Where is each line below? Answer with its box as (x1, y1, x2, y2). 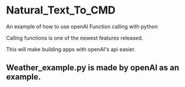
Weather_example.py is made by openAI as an (6, 63, 180, 73)
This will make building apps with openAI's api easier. (6, 45, 136, 53)
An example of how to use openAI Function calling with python (6, 23, 158, 30)
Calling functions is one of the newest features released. (6, 34, 143, 41)
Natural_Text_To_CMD (6, 4, 116, 17)
